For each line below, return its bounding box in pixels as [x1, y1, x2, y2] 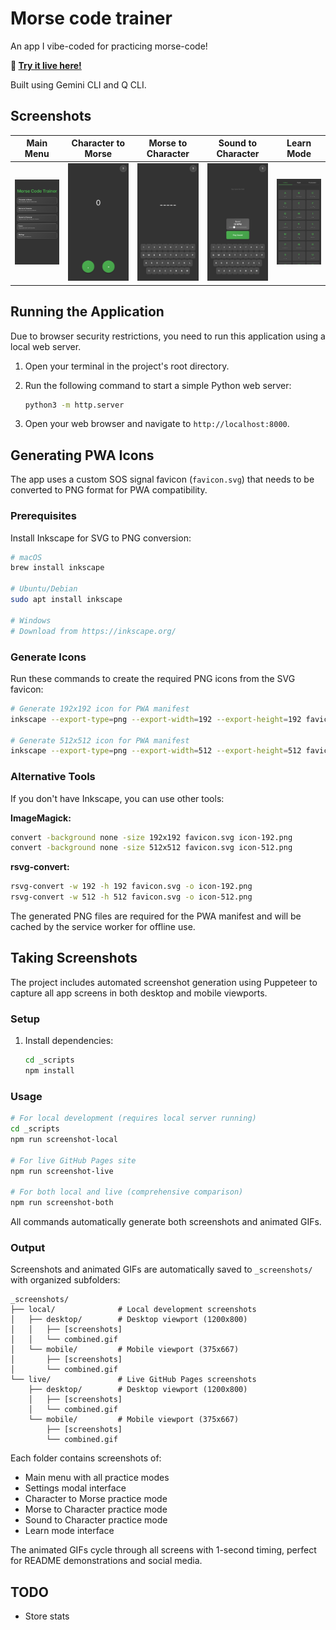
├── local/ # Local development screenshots [10, 1305, 257, 1315]
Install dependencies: [24, 1035, 114, 1047]
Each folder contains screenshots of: [10, 1452, 162, 1464]
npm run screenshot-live [10, 1166, 114, 1176]
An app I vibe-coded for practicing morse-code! [10, 40, 208, 52]
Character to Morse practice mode [24, 1493, 168, 1505]
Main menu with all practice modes [24, 1472, 170, 1484]
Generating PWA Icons [10, 447, 155, 464]
